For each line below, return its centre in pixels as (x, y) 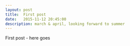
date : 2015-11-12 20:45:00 (36, 19)
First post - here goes (28, 38)
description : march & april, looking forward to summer (65, 24)
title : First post (26, 14)
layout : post (19, 10)
